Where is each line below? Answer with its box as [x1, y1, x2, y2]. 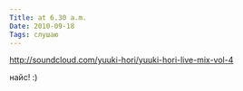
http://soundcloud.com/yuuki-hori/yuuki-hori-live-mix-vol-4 [9, 55, 234, 66]
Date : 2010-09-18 [9, 22, 75, 31]
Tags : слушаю [9, 30, 59, 39]
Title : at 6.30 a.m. [9, 13, 88, 23]
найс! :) [9, 72, 38, 83]
